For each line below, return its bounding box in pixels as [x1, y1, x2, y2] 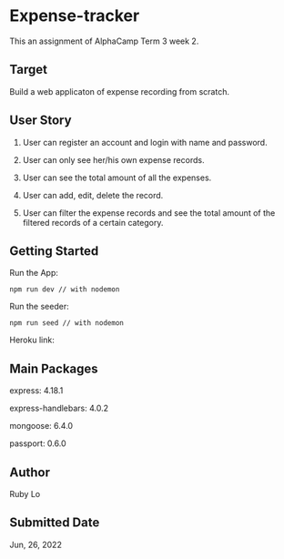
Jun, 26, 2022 [9, 539, 62, 550]
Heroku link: [9, 334, 55, 346]
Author [9, 464, 50, 480]
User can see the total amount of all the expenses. [22, 172, 212, 183]
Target [9, 62, 48, 77]
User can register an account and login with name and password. [22, 137, 268, 147]
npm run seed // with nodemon [9, 319, 125, 328]
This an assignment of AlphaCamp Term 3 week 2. [9, 36, 199, 46]
